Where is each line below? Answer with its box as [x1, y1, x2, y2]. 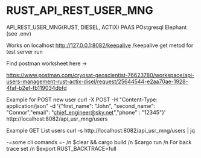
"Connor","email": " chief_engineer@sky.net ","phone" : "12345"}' [6, 109, 166, 116]
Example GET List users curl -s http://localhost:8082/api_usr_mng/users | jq [6, 127, 195, 134]
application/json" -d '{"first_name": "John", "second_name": [6, 102, 156, 109]
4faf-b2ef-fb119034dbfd [6, 84, 67, 91]
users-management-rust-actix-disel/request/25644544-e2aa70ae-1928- [6, 78, 188, 85]
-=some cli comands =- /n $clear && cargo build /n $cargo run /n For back [6, 138, 192, 145]
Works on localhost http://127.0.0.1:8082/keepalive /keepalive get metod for [6, 42, 194, 49]
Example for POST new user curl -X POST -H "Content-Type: [6, 96, 158, 103]
